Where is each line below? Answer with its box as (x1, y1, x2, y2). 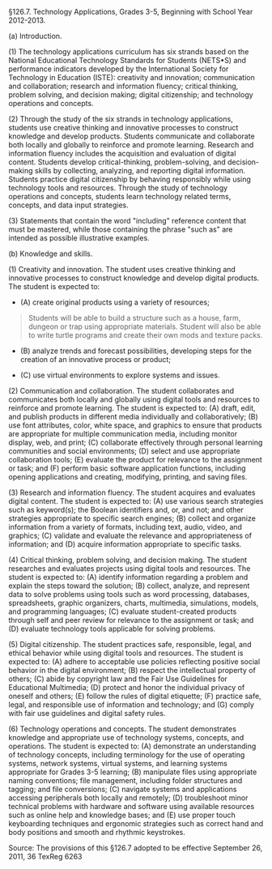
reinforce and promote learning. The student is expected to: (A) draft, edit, (8, 403, 257, 412)
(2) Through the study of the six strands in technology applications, (8, 114, 233, 124)
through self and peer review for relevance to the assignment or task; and (8, 616, 254, 624)
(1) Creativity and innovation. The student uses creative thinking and (8, 265, 236, 274)
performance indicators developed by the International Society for (8, 64, 229, 74)
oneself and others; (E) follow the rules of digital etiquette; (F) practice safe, (8, 692, 261, 701)
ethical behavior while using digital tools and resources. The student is (8, 648, 244, 658)
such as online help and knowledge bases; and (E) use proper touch (8, 810, 236, 820)
